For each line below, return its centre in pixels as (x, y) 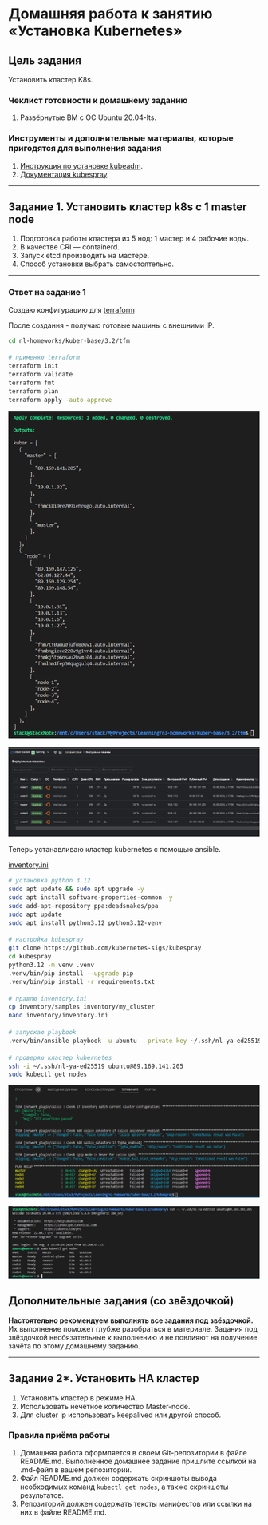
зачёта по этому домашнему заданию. (75, 1346)
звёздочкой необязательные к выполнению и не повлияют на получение (133, 1337)
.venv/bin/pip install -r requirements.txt (82, 981)
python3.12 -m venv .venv (51, 965)
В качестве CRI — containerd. (69, 247)
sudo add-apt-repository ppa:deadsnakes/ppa (83, 906)
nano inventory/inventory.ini (59, 1016)
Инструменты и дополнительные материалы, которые (121, 138)
